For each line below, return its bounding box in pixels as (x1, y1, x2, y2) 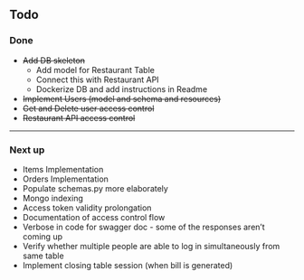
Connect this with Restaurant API (35, 74, 160, 85)
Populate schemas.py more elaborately (22, 182, 169, 193)
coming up (22, 230, 63, 242)
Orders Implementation (22, 173, 109, 184)
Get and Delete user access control (22, 103, 155, 114)
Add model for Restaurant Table (35, 64, 156, 75)
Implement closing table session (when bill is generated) (22, 259, 233, 270)
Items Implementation (22, 163, 104, 174)
